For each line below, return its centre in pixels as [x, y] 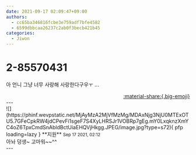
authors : [17, 17]
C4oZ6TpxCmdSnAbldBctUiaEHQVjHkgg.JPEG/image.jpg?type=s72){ [90, 127]
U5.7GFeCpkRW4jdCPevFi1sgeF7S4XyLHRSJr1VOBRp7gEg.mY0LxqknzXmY [97, 121]
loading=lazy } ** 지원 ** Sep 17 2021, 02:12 [53, 134]
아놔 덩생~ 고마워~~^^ [32, 142]
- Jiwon [21, 39]
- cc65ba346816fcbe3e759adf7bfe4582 [56, 22]
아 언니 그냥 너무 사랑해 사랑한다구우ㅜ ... [52, 84]
